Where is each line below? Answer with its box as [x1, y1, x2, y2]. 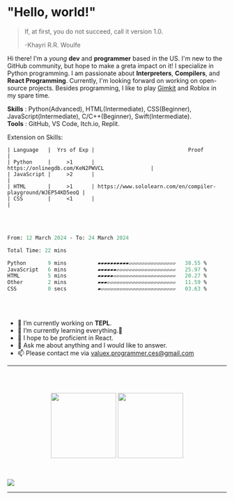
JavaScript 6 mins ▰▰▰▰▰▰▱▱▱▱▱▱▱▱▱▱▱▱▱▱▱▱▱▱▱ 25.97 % [7, 266, 208, 273]
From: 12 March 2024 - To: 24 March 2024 [7, 234, 130, 241]
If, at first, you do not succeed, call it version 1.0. [24, 27, 164, 36]
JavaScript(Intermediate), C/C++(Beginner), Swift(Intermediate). [7, 112, 192, 120]
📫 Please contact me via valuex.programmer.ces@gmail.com [17, 349, 194, 357]
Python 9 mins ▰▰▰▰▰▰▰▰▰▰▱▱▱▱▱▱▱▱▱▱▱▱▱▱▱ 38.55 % [7, 259, 208, 267]
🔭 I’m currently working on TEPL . [17, 319, 112, 327]
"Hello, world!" [7, 4, 96, 20]
